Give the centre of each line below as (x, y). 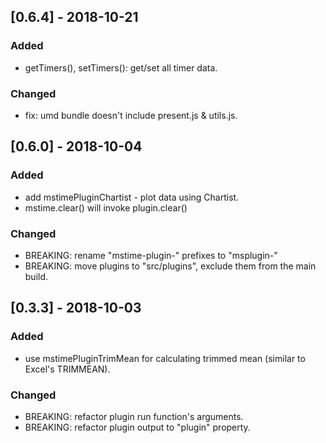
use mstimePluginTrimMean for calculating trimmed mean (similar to (165, 358)
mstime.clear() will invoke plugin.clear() (106, 207)
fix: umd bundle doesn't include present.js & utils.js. (131, 115)
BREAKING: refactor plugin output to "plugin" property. (137, 427)
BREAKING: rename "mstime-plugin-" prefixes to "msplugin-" (151, 255)
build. (36, 276)
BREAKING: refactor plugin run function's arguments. (134, 416)
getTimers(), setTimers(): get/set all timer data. (121, 67)
